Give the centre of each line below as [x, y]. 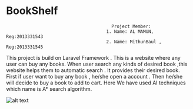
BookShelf [32, 11]
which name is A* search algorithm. [49, 88]
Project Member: [131, 26]
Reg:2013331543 [25, 36]
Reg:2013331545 [25, 47]
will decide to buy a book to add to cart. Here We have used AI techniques [96, 83]
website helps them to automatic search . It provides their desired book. [93, 70]
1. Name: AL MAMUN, [130, 31]
